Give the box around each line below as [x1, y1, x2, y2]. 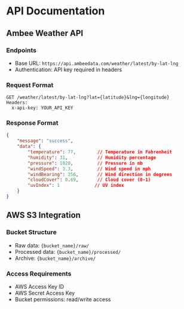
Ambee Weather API [6, 28, 84, 38]
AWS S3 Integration [6, 210, 81, 220]
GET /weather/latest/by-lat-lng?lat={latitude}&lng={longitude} [6, 95, 170, 101]
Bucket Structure [6, 228, 57, 237]
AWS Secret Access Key [14, 289, 75, 296]
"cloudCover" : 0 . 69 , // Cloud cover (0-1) [27, 177, 151, 183]
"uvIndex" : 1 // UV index [27, 183, 124, 189]
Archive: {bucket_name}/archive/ [14, 255, 96, 262]
